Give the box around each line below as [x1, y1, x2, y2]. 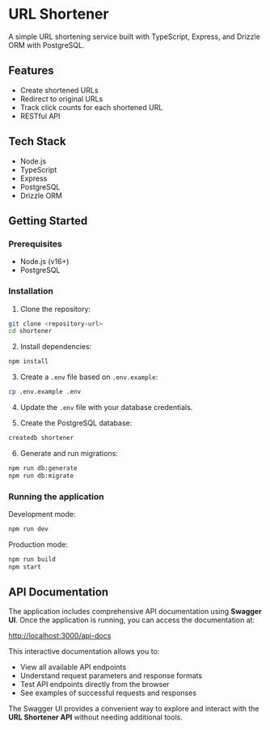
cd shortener [8, 327, 53, 335]
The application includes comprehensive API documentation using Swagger [8, 607, 262, 617]
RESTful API [19, 111, 61, 121]
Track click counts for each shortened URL [19, 102, 163, 112]
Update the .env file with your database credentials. [19, 403, 193, 412]
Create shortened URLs [19, 85, 99, 95]
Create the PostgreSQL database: [19, 418, 133, 428]
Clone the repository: [19, 304, 91, 314]
